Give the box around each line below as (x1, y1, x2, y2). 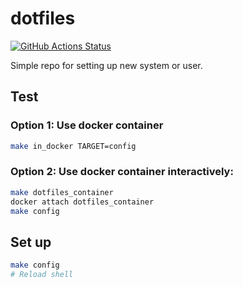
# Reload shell (10, 270, 74, 280)
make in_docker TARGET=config (10, 141, 137, 151)
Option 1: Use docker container (10, 118, 164, 132)
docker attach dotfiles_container (10, 197, 155, 207)
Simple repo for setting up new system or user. (10, 59, 203, 71)
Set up (10, 233, 52, 251)
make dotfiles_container (10, 187, 114, 197)
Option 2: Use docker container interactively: (10, 165, 234, 179)
